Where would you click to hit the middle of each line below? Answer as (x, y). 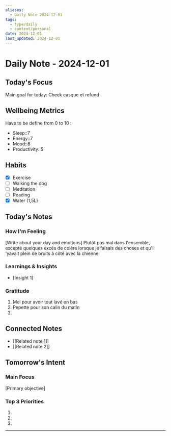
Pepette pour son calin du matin (46, 307)
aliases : (15, 10)
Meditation (24, 189)
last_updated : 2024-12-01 (33, 39)
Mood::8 (21, 144)
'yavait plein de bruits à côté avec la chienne (52, 253)
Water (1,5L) (25, 200)
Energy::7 (23, 138)
